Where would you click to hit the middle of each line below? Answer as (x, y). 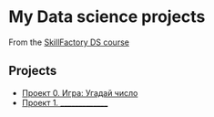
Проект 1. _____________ (65, 102)
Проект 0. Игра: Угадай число (80, 92)
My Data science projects (107, 17)
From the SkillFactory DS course (69, 42)
